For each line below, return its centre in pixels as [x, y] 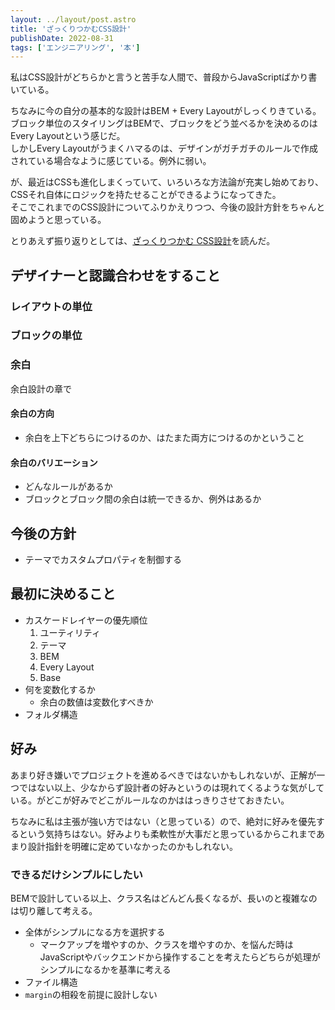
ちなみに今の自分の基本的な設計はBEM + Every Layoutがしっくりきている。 [166, 111]
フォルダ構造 [51, 714]
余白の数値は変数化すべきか [96, 702]
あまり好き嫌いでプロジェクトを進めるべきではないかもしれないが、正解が [163, 775]
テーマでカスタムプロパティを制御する [103, 559]
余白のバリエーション [54, 462]
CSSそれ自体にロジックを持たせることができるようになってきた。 [146, 195]
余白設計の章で [41, 388]
